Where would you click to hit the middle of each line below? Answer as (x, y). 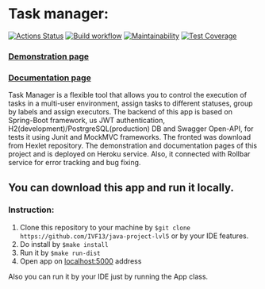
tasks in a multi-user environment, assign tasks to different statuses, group (131, 103)
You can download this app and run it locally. (121, 187)
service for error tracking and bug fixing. (75, 163)
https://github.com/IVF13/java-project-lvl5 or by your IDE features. (134, 236)
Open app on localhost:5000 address (81, 261)
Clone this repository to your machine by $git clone (105, 227)
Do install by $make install (64, 244)
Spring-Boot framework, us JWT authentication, (86, 121)
